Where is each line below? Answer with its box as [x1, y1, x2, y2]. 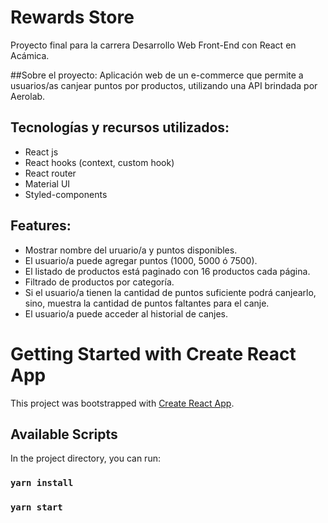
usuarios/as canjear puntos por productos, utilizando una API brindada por [10, 79, 318, 91]
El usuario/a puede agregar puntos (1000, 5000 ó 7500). [24, 254, 258, 266]
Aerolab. [10, 90, 46, 102]
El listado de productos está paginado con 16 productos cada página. [24, 265, 311, 277]
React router [24, 167, 77, 179]
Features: [10, 217, 72, 235]
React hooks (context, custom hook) [24, 156, 175, 168]
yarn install [10, 477, 74, 489]
